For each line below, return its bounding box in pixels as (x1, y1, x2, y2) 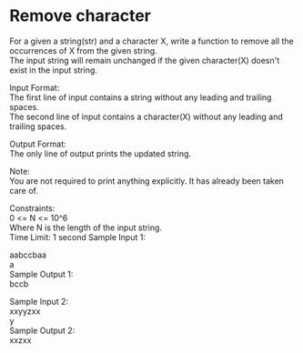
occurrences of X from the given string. (9, 45, 157, 55)
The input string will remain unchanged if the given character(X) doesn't (9, 55, 280, 66)
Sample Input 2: (9, 296, 69, 307)
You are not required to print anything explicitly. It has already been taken (9, 175, 285, 187)
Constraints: (9, 202, 56, 214)
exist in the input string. (9, 65, 98, 76)
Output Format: (9, 138, 66, 149)
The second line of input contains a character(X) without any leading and (9, 111, 284, 122)
